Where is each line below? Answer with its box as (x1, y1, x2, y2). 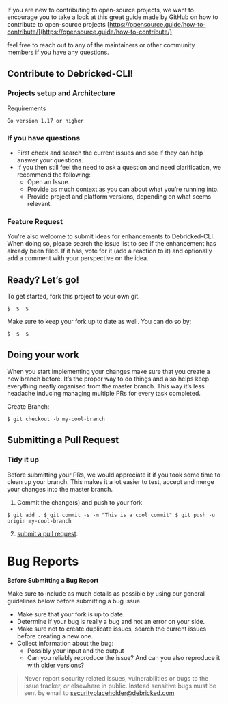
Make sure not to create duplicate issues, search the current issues (16, 625, 207, 633)
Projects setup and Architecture (7, 88, 115, 98)
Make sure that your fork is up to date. (16, 609, 125, 618)
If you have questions (7, 133, 81, 142)
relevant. (27, 199, 53, 208)
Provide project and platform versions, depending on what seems (27, 192, 212, 201)
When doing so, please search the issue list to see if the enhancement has (7, 240, 216, 248)
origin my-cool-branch (7, 517, 72, 525)
